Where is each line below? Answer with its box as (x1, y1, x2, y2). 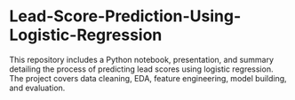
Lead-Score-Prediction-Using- (9, 6, 242, 27)
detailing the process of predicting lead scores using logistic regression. (9, 64, 274, 74)
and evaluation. (9, 82, 66, 93)
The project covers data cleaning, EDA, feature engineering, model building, (9, 73, 287, 83)
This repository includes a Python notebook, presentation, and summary (9, 54, 274, 65)
